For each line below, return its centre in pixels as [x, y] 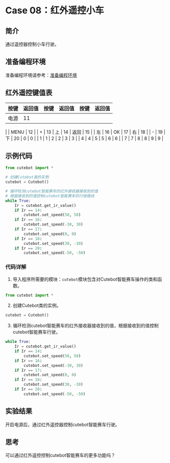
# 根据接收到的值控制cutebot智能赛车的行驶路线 [50, 196]
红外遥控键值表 [29, 93]
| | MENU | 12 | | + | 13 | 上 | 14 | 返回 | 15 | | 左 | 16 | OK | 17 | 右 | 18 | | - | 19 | [86, 132]
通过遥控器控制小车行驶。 [32, 44]
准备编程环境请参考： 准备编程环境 [41, 75]
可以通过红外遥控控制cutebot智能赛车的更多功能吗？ [60, 455]
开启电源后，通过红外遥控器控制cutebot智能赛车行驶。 [63, 424]
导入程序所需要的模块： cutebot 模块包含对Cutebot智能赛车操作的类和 [85, 279]
